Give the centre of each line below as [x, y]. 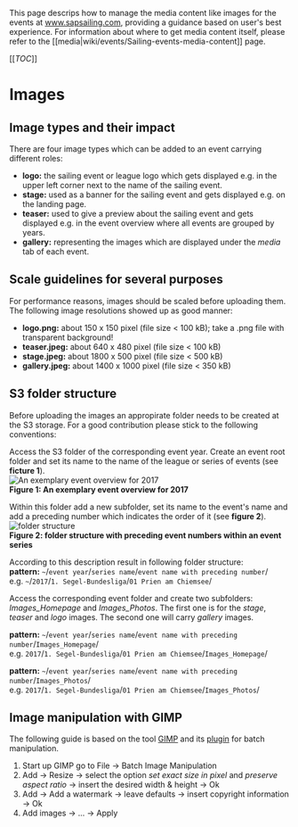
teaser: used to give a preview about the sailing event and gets [137, 214]
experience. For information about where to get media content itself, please [147, 32]
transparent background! [68, 337]
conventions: [33, 434]
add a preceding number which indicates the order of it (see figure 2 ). [138, 516]
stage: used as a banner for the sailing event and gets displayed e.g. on [154, 194]
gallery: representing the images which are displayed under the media [151, 242]
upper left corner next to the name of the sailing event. [122, 185]
